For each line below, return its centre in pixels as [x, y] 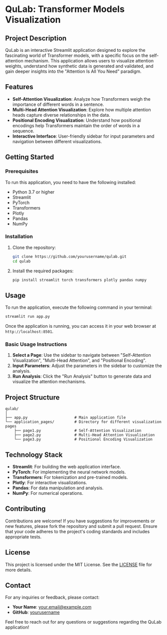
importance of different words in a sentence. [58, 104]
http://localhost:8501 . [29, 331]
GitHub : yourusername [36, 613]
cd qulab [21, 261]
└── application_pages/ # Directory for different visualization [83, 422]
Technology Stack [34, 455]
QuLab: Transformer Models [65, 9]
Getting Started [30, 157]
